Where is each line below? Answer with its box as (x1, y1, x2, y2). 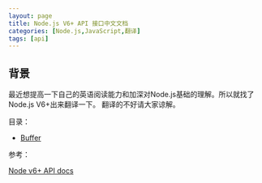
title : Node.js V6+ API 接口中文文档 (8, 19, 129, 28)
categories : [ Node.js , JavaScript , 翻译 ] (8, 27, 141, 35)
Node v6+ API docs (8, 166, 75, 176)
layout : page (8, 11, 53, 20)
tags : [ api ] (8, 34, 49, 43)
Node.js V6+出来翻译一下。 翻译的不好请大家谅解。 (8, 100, 180, 109)
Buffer (19, 133, 42, 143)
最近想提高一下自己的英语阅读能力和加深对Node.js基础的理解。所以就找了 (8, 90, 255, 100)
